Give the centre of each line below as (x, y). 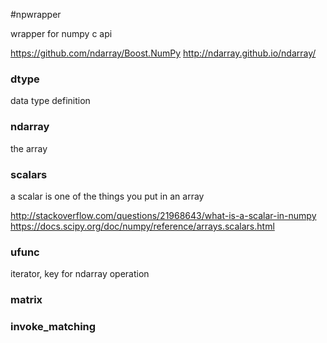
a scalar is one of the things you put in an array (107, 196)
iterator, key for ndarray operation (80, 274)
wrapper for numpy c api (61, 33)
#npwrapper (36, 14)
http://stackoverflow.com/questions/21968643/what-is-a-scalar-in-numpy (163, 215)
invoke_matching (53, 327)
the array (29, 148)
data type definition (50, 101)
